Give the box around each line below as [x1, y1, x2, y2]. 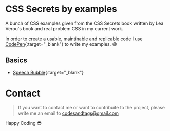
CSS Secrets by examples [5, 3, 117, 15]
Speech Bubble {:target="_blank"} [12, 69, 84, 76]
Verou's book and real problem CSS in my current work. [5, 25, 123, 31]
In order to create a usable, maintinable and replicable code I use [5, 35, 143, 42]
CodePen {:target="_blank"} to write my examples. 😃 [5, 41, 117, 47]
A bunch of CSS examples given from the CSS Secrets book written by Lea [5, 20, 164, 26]
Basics [5, 56, 27, 65]
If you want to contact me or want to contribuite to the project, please [17, 104, 165, 110]
